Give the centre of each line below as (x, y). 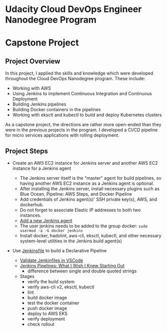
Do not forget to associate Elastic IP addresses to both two (80, 210)
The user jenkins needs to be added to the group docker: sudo (84, 226)
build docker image (47, 297)
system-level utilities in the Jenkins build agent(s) (71, 241)
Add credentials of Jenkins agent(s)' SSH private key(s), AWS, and (88, 199)
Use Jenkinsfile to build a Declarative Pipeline (59, 251)
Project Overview (33, 61)
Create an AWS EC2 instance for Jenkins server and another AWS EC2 (85, 163)
